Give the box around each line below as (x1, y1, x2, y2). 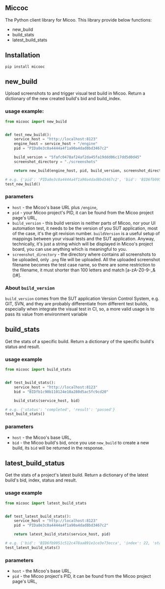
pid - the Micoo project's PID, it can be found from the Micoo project (12, 573, 151, 579)
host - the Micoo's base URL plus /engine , (12, 204, 98, 210)
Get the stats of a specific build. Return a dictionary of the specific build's (5, 338, 154, 344)
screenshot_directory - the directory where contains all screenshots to (12, 251, 156, 257)
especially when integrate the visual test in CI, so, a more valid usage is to (5, 306, 155, 312)
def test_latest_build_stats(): (5, 514, 71, 519)
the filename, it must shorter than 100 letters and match (12, 267, 125, 273)
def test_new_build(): (5, 132, 52, 137)
